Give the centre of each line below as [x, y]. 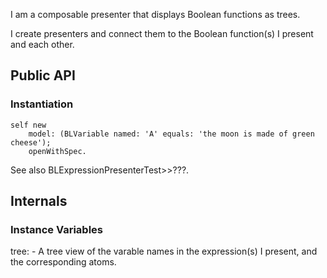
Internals [39, 201]
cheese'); [31, 142]
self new [28, 125]
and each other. [42, 44]
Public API [43, 75]
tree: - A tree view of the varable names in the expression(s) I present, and [164, 251]
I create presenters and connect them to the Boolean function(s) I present [162, 33]
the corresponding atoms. [63, 262]
